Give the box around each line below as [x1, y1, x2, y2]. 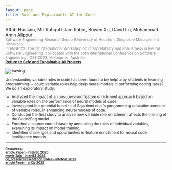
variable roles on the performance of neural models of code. [11, 99, 118, 104]
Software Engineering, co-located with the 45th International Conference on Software [5, 51, 156, 56]
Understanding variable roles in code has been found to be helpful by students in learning [5, 77, 163, 82]
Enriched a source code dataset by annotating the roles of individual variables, [11, 121, 150, 126]
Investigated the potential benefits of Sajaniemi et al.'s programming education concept [11, 103, 165, 108]
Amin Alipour [5, 32, 33, 38]
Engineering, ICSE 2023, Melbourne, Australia [5, 55, 86, 60]
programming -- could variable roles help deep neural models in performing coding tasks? [5, 82, 164, 87]
